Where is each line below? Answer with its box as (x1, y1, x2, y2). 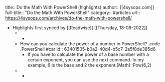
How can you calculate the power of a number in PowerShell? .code (20, 41, 160, 47)
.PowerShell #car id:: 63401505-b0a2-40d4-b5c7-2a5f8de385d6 (20, 46, 156, 52)
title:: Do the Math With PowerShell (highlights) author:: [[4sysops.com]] (5, 5, 154, 10)
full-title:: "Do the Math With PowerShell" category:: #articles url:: (5, 10, 140, 16)
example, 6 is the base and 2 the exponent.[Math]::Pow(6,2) (27, 62, 152, 68)
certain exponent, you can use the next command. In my (27, 57, 144, 62)
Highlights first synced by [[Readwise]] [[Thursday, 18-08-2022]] (12, 25, 147, 31)
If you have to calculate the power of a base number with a (27, 51, 149, 57)
